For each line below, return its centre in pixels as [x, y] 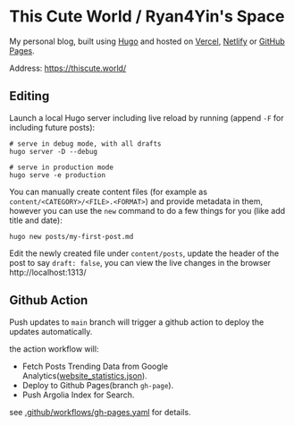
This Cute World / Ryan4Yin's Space [147, 17]
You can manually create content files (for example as [109, 192]
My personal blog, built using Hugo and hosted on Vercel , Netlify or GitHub [147, 41]
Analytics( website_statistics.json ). [84, 375]
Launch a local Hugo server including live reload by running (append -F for [147, 117]
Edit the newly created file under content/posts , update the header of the [144, 253]
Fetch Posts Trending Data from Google [95, 366]
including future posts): [52, 127]
